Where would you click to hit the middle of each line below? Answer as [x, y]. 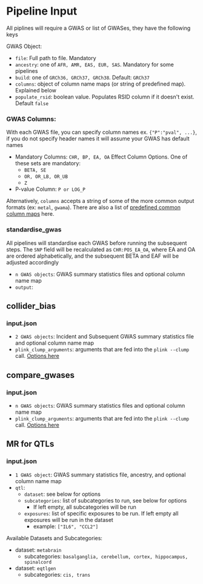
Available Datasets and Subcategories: [55, 538]
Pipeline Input [42, 11]
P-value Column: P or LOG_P [50, 189]
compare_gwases [40, 375]
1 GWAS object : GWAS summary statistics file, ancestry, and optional [100, 475]
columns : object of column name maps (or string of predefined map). [100, 84]
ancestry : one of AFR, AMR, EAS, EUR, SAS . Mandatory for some [94, 64]
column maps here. [30, 214]
